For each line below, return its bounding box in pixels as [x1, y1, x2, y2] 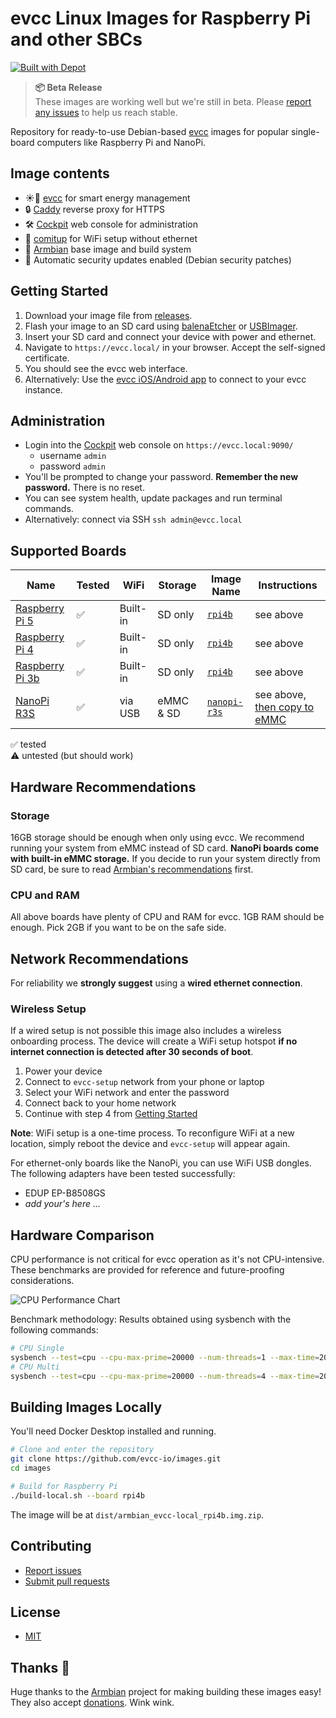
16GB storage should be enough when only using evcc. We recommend [10, 831, 305, 843]
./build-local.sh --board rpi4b [10, 1490, 145, 1501]
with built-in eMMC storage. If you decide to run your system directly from [10, 852, 321, 864]
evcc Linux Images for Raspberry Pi [10, 7, 312, 30]
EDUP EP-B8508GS [24, 1187, 106, 1199]
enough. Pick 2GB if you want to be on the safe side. [10, 922, 227, 934]
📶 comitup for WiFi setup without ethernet [24, 232, 198, 244]
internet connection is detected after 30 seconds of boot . [10, 1046, 254, 1058]
